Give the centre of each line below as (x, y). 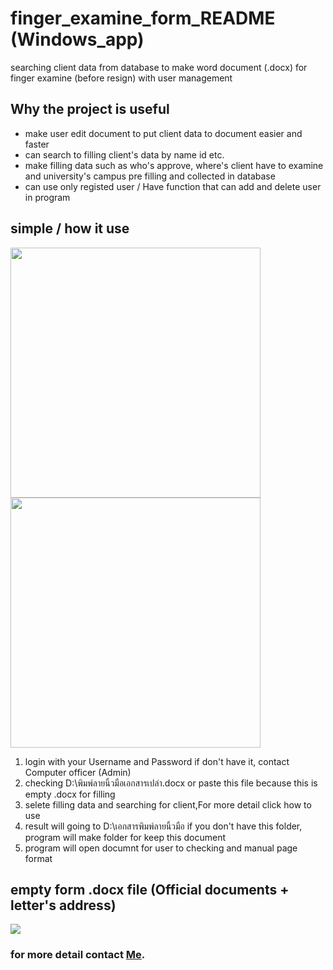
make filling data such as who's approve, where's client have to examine (174, 165)
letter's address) (63, 905)
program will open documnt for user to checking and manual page (161, 848)
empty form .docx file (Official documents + (150, 889)
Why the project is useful (90, 109)
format (38, 858)
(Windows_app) (77, 39)
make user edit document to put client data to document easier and (163, 133)
